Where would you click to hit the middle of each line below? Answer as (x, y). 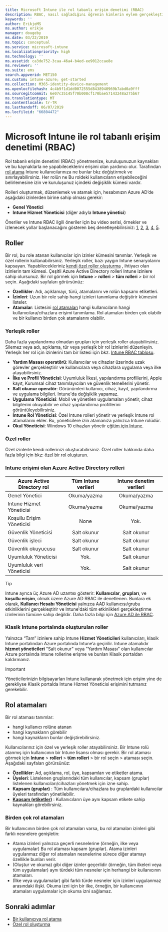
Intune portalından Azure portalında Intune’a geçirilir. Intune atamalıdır (77, 643)
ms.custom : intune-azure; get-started (45, 79)
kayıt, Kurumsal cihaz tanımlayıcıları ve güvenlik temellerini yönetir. (81, 383)
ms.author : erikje (24, 28)
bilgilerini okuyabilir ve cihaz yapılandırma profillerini (66, 404)
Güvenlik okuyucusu (32, 549)
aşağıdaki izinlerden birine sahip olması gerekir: (54, 197)
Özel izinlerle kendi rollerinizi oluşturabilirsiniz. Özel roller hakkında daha (79, 450)
